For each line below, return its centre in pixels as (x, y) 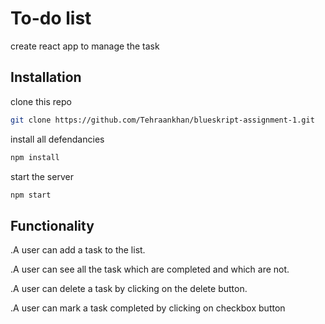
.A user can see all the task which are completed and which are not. (150, 269)
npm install (35, 157)
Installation (46, 77)
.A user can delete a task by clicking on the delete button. (129, 289)
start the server (42, 176)
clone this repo (41, 101)
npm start (31, 195)
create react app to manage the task (85, 46)
